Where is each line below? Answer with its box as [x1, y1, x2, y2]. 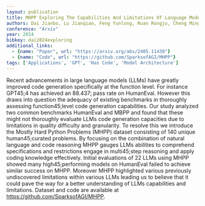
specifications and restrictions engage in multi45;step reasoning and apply [6, 147, 195, 155]
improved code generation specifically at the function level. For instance [6, 83, 188, 90]
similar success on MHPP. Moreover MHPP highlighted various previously [6, 167, 192, 174]
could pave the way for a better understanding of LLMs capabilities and [6, 180, 186, 187]
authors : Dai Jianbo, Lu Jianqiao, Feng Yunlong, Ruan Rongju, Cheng [6, 20, 187, 26]
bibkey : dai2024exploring [6, 37, 72, 43]
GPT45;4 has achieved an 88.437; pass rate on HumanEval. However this [6, 89, 190, 97]
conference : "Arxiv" [6, 26, 59, 32]
